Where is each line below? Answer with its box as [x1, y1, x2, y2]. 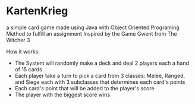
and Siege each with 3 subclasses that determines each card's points [14, 78, 185, 86]
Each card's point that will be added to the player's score [14, 84, 155, 92]
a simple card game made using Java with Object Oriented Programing [6, 24, 180, 31]
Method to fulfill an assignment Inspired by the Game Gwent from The [6, 30, 177, 37]
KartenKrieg [6, 4, 68, 18]
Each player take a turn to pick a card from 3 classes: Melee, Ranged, [14, 72, 185, 79]
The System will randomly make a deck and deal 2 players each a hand [14, 59, 189, 67]
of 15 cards [14, 65, 43, 73]
